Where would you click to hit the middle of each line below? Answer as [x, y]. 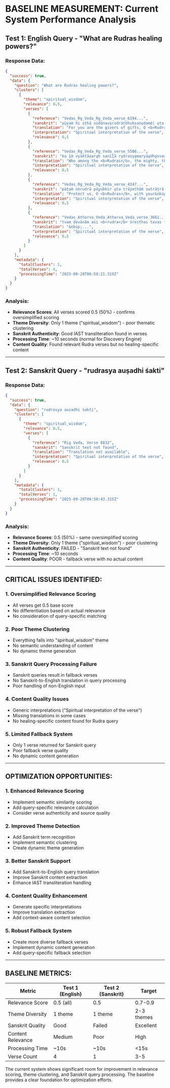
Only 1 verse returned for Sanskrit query [54, 745]
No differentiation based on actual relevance [59, 610]
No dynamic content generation [46, 756]
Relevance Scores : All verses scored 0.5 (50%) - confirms [74, 312]
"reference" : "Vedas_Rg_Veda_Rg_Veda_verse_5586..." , [90, 151]
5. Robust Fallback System [38, 931]
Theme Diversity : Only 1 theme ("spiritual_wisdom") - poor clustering [85, 543]
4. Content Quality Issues [37, 699]
